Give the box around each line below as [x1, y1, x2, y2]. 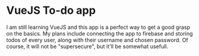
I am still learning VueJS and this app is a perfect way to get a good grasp [6, 23, 191, 31]
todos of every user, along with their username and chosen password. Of [6, 36, 189, 43]
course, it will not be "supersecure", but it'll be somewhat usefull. [6, 43, 169, 50]
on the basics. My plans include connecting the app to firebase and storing [6, 30, 194, 37]
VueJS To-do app [6, 4, 96, 17]
